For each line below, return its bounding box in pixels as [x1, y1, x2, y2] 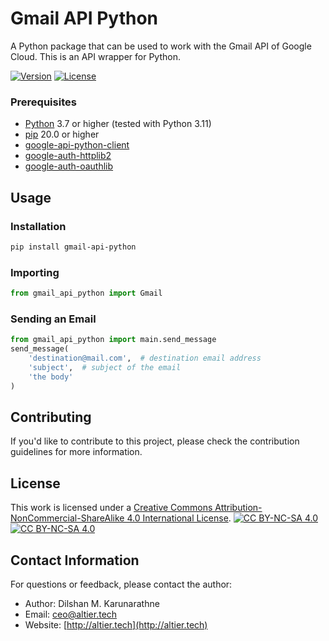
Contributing [10, 408, 92, 426]
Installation [10, 219, 67, 233]
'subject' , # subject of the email [28, 362, 182, 372]
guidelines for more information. [10, 446, 143, 458]
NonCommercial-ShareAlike [10, 512, 125, 524]
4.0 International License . [126, 512, 232, 524]
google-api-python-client [24, 139, 130, 151]
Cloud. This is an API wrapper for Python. [10, 50, 182, 62]
